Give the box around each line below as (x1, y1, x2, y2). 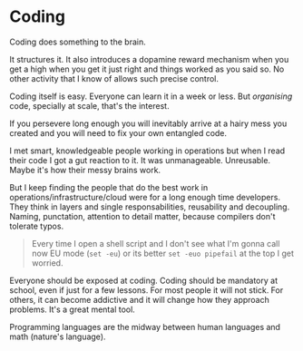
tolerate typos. (9, 220, 64, 231)
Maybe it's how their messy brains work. (9, 164, 161, 175)
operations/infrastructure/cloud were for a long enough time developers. (9, 191, 281, 202)
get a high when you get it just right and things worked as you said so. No (9, 63, 285, 74)
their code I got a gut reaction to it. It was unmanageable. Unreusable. (9, 154, 270, 165)
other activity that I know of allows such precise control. (9, 73, 220, 83)
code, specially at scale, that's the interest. (9, 100, 170, 111)
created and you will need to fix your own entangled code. (9, 127, 228, 138)
